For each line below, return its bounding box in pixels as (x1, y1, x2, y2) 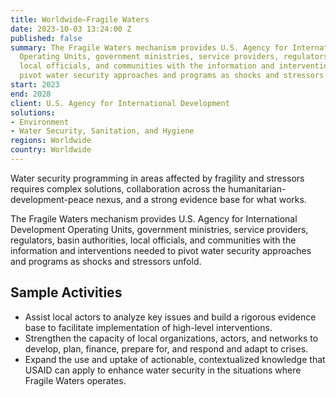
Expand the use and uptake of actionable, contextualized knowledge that (24, 353, 326, 365)
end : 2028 (10, 89, 52, 99)
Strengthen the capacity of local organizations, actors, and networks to (24, 332, 319, 344)
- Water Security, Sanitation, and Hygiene (10, 126, 195, 136)
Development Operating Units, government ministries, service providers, (10, 223, 309, 235)
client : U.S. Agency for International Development (10, 98, 230, 108)
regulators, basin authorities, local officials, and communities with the (10, 234, 297, 246)
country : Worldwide (10, 145, 92, 155)
